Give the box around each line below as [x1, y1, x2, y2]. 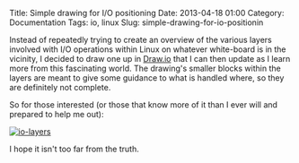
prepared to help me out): [9, 109, 104, 119]
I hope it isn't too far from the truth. [9, 143, 139, 154]
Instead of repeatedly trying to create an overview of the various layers [9, 35, 272, 45]
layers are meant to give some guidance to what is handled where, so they [9, 73, 285, 83]
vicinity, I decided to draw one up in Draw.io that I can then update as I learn [9, 54, 291, 64]
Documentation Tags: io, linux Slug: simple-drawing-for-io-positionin [9, 17, 264, 28]
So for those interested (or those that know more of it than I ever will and [9, 99, 278, 110]
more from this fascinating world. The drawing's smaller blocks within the [9, 63, 281, 73]
